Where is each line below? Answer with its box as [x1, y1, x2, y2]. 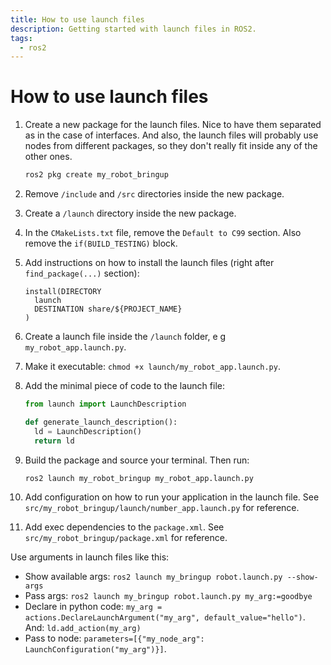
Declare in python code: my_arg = [24, 601, 163, 613]
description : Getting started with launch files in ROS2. [10, 24, 257, 34]
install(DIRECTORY [24, 287, 102, 297]
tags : [10, 33, 33, 43]
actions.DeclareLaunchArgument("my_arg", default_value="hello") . [24, 611, 306, 623]
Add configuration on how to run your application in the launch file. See [24, 491, 320, 503]
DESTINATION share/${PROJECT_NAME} [34, 304, 183, 315]
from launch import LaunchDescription [24, 399, 187, 410]
